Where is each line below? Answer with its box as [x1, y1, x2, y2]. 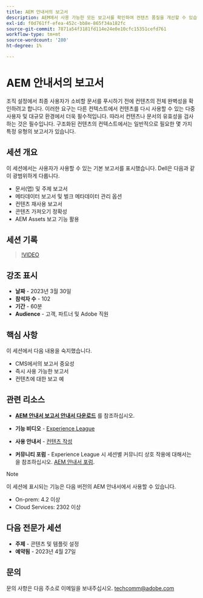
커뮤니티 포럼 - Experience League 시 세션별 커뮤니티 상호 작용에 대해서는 [15, 450, 192, 458]
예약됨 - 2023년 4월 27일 [15, 548, 76, 555]
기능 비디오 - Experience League [15, 424, 95, 432]
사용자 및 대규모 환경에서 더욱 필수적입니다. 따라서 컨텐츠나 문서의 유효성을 [6, 112, 183, 120]
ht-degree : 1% [6, 43, 42, 49]
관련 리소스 [6, 395, 45, 405]
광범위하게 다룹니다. [12, 172, 60, 179]
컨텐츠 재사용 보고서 [15, 200, 62, 207]
